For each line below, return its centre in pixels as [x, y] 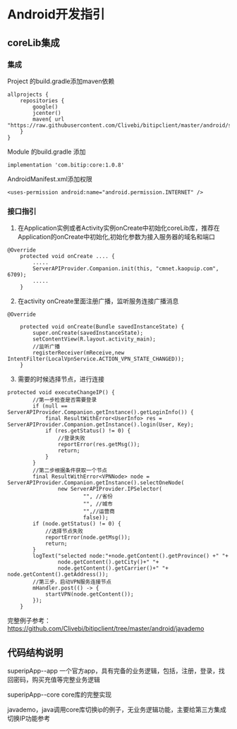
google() [45, 106]
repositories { [42, 100]
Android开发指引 [56, 14]
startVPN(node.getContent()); [89, 594]
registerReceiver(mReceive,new [79, 353]
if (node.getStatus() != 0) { [77, 524]
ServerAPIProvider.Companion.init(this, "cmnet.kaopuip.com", [126, 269]
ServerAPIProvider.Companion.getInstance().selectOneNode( [96, 483]
